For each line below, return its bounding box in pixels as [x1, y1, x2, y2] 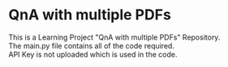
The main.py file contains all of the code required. [8, 40, 174, 50]
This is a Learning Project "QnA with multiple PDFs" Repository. [8, 32, 221, 42]
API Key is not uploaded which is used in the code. [8, 49, 178, 59]
